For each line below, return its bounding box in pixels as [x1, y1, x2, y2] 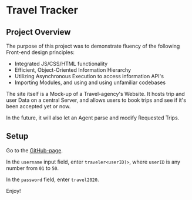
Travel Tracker [6, 4, 78, 17]
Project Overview [6, 27, 71, 37]
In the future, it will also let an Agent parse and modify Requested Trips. [6, 114, 180, 121]
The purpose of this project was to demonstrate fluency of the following [6, 42, 180, 49]
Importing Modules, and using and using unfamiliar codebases [14, 79, 166, 86]
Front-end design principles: [6, 49, 75, 56]
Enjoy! [6, 187, 22, 194]
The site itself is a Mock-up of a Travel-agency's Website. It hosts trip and [6, 91, 185, 97]
